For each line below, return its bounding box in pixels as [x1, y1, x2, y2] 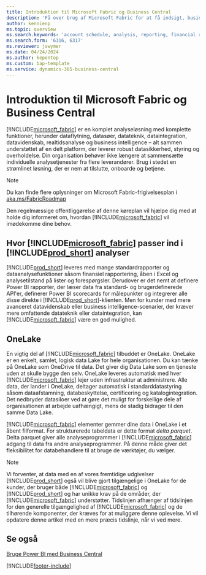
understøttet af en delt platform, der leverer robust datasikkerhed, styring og [6, 145, 200, 153]
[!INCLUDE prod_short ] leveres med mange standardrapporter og [6, 264, 170, 271]
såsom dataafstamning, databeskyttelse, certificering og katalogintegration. [6, 389, 198, 396]
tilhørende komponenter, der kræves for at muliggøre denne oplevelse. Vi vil [6, 509, 199, 517]
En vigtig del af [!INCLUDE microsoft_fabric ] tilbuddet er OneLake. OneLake [6, 350, 196, 357]
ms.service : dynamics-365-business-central [6, 66, 120, 72]
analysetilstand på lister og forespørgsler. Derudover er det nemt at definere [6, 277, 199, 284]
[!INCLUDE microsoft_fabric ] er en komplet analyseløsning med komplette [6, 126, 191, 133]
